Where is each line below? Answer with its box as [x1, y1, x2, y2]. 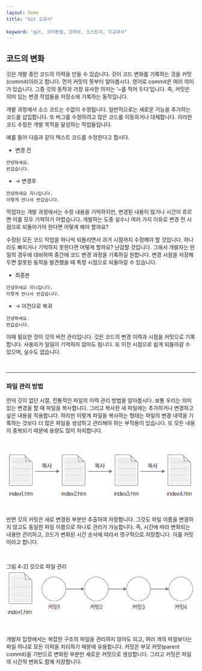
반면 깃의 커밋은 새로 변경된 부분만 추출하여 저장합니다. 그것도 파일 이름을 [6, 516, 178, 523]
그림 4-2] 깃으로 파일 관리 [6, 563, 67, 570]
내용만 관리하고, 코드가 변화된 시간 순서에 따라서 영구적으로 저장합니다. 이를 [6, 531, 183, 538]
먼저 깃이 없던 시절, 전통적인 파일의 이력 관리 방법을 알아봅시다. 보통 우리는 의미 [6, 397, 192, 404]
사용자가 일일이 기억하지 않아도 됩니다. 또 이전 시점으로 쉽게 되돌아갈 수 [23, 341, 191, 348]
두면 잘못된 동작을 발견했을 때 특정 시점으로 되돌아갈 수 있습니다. [6, 259, 158, 266]
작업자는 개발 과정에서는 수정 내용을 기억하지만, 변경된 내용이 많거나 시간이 [6, 208, 182, 216]
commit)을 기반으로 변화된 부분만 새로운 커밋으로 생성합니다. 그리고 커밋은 [6, 651, 181, 658]
